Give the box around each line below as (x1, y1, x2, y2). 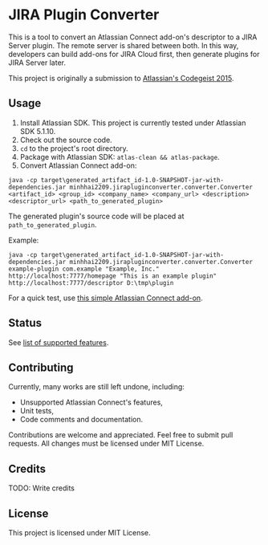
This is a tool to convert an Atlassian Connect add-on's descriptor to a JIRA (8, 32, 258, 42)
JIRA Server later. (8, 58, 67, 67)
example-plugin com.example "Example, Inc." (8, 265, 160, 273)
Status (8, 316, 43, 330)
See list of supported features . (8, 337, 109, 347)
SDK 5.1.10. (19, 126, 56, 136)
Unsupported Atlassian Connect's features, (19, 397, 163, 407)
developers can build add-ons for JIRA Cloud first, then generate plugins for (8, 49, 260, 59)
